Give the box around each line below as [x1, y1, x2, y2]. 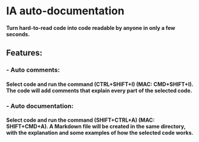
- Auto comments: [6, 66, 60, 74]
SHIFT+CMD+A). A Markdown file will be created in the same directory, [6, 123, 186, 130]
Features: [6, 48, 43, 58]
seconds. [6, 30, 30, 38]
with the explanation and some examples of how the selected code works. [6, 129, 194, 137]
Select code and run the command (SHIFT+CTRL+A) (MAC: [6, 116, 155, 124]
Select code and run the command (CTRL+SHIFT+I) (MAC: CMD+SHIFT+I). [6, 81, 194, 88]
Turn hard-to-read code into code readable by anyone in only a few [6, 24, 176, 31]
